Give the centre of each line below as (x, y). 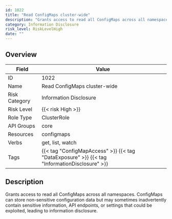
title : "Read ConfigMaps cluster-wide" (48, 15)
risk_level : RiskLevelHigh (34, 29)
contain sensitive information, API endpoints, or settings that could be (79, 205)
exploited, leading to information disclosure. (52, 210)
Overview (21, 55)
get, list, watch (59, 143)
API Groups (21, 126)
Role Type (20, 117)
